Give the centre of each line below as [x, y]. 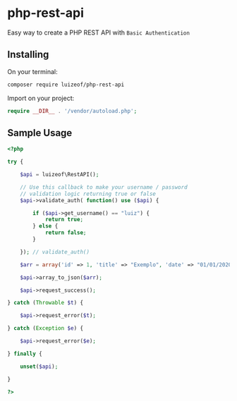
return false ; [66, 233]
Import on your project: [41, 98]
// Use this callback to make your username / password [104, 187]
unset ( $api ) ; [39, 366]
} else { [45, 226]
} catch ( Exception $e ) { [45, 328]
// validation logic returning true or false [88, 194]
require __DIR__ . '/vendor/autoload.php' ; [72, 111]
